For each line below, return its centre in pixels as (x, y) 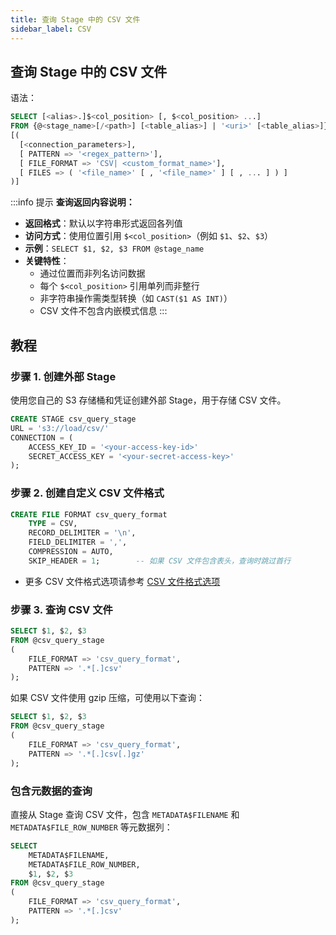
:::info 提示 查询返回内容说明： (72, 202)
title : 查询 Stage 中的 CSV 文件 (75, 19)
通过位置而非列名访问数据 (92, 273)
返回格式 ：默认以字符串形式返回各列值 (103, 223)
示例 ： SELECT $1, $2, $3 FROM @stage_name (114, 248)
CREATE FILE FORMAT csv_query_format (89, 514)
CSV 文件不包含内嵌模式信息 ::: (103, 311)
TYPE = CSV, (53, 524)
